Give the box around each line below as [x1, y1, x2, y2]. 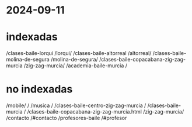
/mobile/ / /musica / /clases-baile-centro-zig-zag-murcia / [6, 102, 146, 109]
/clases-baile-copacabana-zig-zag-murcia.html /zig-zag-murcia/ [27, 108, 184, 115]
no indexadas [6, 83, 73, 96]
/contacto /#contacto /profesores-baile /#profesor [6, 115, 127, 122]
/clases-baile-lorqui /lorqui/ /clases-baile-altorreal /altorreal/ [6, 50, 152, 57]
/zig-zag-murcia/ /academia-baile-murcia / [23, 62, 127, 69]
